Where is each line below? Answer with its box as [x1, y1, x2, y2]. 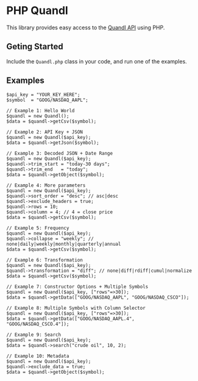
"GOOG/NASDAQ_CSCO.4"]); [6, 321, 69, 327]
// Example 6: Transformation [6, 257, 83, 263]
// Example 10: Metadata [6, 353, 69, 359]
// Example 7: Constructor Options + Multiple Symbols [6, 283, 149, 290]
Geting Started [6, 41, 63, 52]
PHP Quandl [6, 4, 68, 18]
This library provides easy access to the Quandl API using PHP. [6, 24, 165, 31]
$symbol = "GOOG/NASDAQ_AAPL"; [6, 97, 88, 103]
